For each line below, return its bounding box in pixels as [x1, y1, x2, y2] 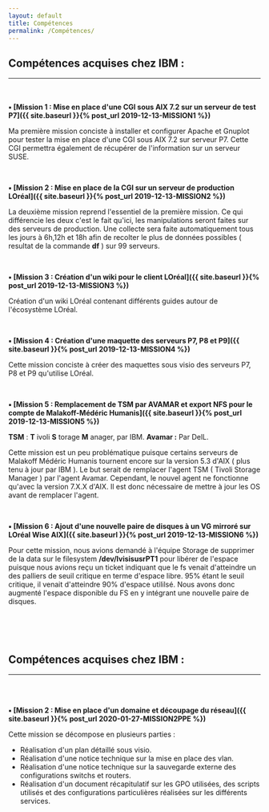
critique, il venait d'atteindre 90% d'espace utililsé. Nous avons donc [8, 579, 235, 590]
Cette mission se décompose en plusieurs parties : [8, 729, 176, 739]
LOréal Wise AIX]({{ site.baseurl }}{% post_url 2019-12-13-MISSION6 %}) [8, 530, 259, 540]
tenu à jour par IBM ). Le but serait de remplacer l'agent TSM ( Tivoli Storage [8, 465, 261, 474]
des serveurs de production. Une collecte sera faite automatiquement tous [8, 224, 254, 233]
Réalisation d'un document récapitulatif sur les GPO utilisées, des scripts [19, 779, 260, 789]
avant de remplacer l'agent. [8, 490, 99, 500]
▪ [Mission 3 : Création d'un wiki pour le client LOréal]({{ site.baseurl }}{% [8, 272, 260, 282]
